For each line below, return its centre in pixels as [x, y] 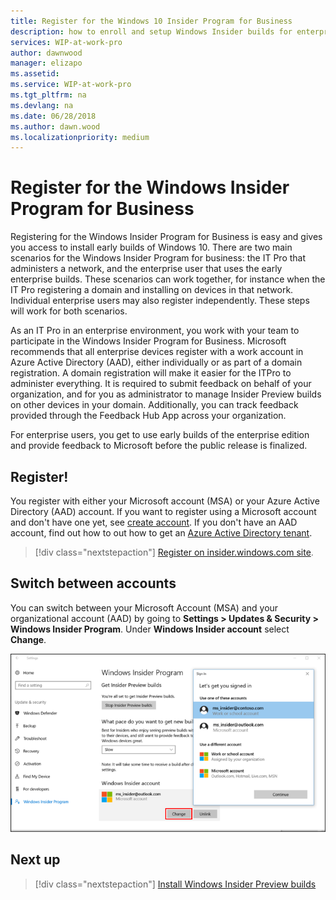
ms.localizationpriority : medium [80, 137]
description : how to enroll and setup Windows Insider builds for [151, 31]
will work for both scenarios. [69, 311]
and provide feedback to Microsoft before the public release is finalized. [159, 446]
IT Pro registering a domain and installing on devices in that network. [152, 290]
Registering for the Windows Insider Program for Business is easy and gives [166, 237]
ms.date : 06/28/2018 [53, 116]
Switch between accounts [93, 583]
